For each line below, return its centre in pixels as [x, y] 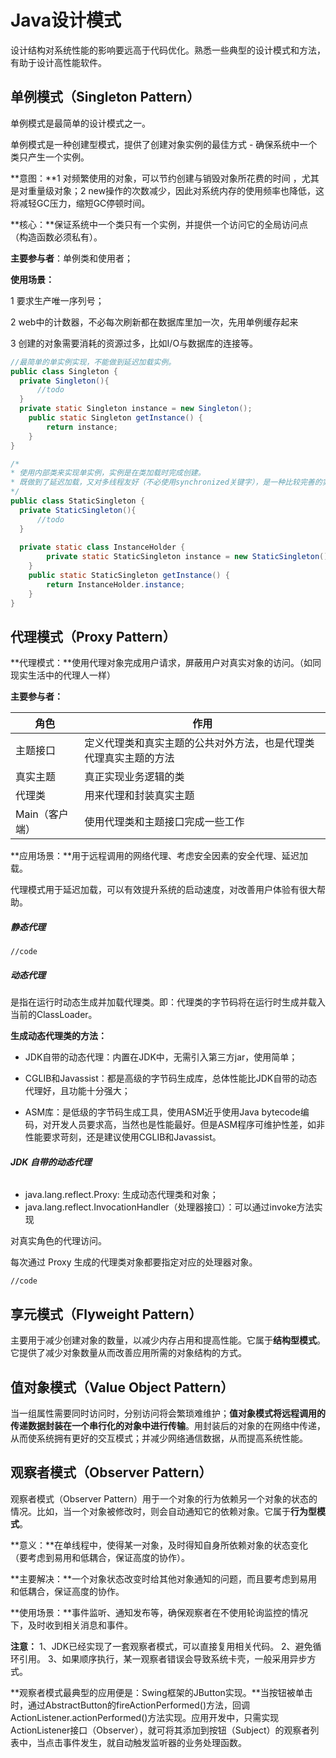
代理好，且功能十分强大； [77, 1091]
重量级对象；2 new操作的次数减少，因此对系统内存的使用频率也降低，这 [176, 190]
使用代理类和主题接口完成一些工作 [164, 822]
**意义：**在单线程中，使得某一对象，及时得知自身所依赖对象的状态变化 [159, 1545]
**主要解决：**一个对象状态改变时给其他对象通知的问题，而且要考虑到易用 [164, 1578]
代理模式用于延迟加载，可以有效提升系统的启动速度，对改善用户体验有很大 [163, 890]
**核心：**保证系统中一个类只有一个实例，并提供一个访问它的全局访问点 [159, 224]
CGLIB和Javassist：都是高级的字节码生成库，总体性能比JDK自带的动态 [171, 1078]
